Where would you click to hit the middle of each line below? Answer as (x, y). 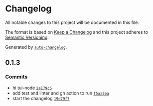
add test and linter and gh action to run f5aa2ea (61, 93)
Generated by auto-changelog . (36, 47)
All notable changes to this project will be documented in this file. (72, 22)
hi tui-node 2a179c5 (32, 88)
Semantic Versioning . (27, 37)
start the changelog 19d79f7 (41, 98)
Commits (16, 77)
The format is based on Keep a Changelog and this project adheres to (77, 32)
